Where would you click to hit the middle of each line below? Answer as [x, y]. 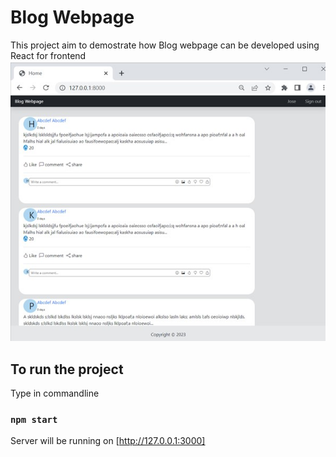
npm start [34, 420]
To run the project [67, 369]
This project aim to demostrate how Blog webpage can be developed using [165, 45]
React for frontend [48, 55]
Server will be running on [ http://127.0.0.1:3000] [108, 441]
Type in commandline [55, 393]
